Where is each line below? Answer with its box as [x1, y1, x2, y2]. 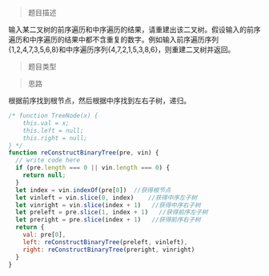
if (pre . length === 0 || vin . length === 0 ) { [15, 164, 171, 172]
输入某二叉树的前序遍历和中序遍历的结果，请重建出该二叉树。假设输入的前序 [8, 25, 261, 34]
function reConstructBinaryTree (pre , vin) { [8, 149, 159, 157]
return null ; [22, 171, 66, 179]
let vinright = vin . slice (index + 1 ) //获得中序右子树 [15, 201, 202, 209]
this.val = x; [22, 119, 70, 127]
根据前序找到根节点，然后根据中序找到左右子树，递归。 [8, 96, 191, 105]
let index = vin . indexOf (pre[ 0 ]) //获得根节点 [15, 186, 171, 194]
